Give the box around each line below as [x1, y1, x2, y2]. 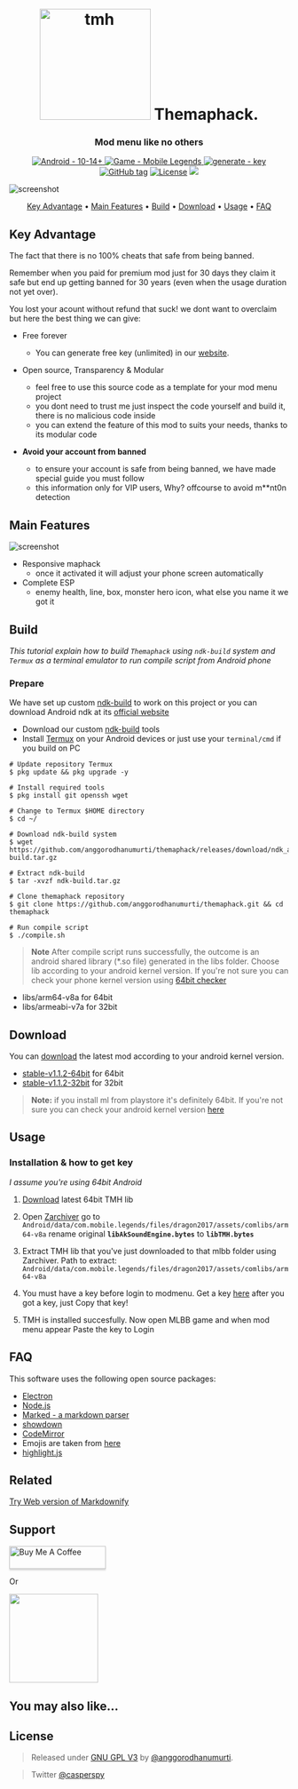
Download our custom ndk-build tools [21, 724, 161, 735]
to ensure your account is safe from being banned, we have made [35, 464, 277, 474]
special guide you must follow [35, 473, 145, 484]
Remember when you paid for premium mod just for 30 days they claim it [9, 267, 276, 278]
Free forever [21, 330, 68, 341]
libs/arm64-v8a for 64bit [21, 992, 114, 1003]
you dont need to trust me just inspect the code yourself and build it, [35, 401, 286, 411]
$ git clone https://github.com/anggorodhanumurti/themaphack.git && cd [9, 900, 284, 909]
